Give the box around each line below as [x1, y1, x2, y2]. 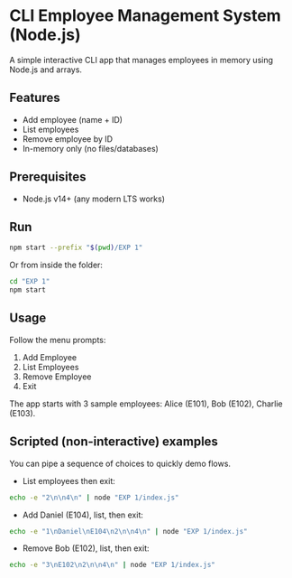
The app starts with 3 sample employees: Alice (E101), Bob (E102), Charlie [9, 398, 283, 409]
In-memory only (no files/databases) [22, 143, 160, 154]
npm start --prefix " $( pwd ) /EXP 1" [9, 243, 143, 253]
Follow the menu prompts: [9, 334, 106, 345]
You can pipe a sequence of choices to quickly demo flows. [9, 458, 232, 469]
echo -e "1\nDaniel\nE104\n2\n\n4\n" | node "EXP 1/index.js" [9, 527, 248, 536]
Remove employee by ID [22, 133, 114, 144]
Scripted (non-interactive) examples [9, 434, 219, 450]
